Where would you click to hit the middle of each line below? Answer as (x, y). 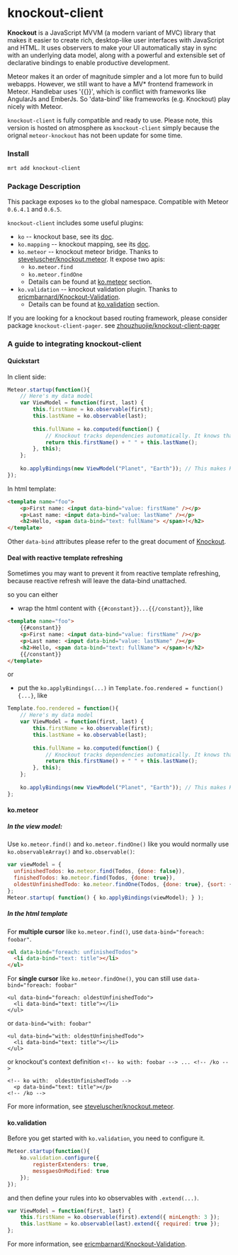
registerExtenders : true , (71, 1165)
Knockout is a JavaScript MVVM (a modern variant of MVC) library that (112, 33)
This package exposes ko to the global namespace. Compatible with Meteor (118, 202)
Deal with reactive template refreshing (65, 558)
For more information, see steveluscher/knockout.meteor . (91, 1106)
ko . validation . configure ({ (60, 1158)
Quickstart (24, 361)
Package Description (44, 187)
